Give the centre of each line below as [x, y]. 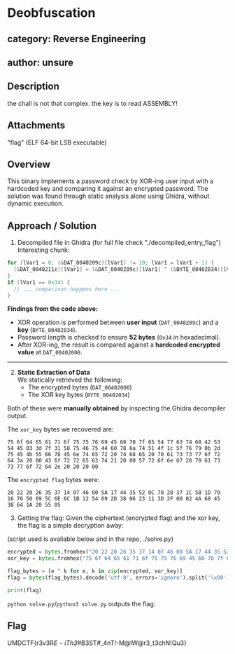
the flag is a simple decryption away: [70, 526]
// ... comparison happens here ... [67, 289]
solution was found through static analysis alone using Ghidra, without [108, 196]
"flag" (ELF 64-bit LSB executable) [57, 142]
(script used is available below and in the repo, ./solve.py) [90, 539]
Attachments [36, 125]
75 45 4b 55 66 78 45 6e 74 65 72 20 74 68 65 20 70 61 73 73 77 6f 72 [114, 455]
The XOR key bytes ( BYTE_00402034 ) [79, 395]
